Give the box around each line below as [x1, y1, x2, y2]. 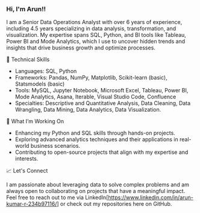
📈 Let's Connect [6, 167, 48, 174]
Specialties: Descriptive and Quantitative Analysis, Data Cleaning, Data [14, 100, 191, 107]
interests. [14, 155, 39, 162]
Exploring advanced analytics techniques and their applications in [14, 136, 179, 143]
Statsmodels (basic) [14, 80, 65, 87]
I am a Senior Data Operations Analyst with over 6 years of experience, [6, 19, 183, 26]
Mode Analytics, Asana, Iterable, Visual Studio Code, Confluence [14, 93, 177, 101]
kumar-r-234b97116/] [6, 200, 59, 208]
